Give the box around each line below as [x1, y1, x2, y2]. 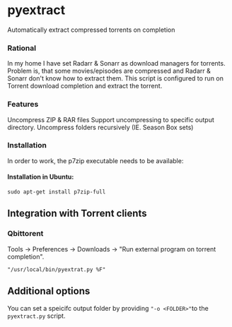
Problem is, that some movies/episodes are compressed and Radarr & [7, 66, 211, 76]
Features [7, 100, 39, 109]
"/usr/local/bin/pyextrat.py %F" [7, 266, 106, 273]
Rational [7, 43, 37, 53]
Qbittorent [7, 229, 44, 239]
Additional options [7, 285, 91, 297]
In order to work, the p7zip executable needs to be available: [7, 156, 184, 165]
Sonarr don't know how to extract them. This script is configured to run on [7, 74, 224, 83]
